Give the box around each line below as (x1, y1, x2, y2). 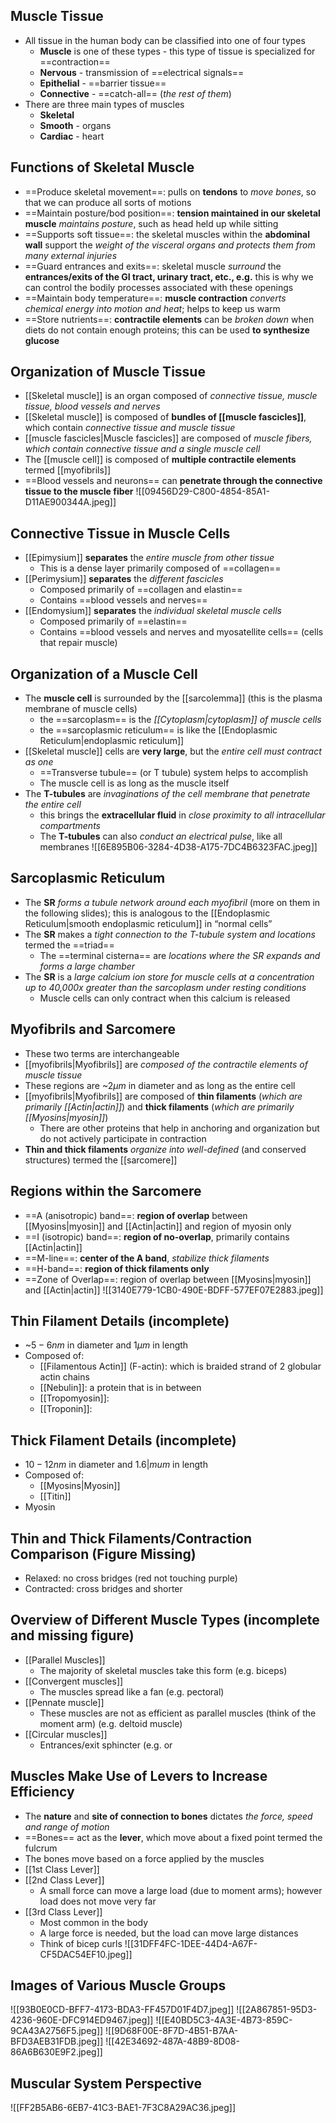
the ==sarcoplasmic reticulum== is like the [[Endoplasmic (39, 724, 278, 736)
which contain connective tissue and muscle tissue (24, 422, 236, 434)
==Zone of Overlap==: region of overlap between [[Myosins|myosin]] (24, 1273, 312, 1285)
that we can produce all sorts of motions (24, 196, 192, 208)
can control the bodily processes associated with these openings (24, 281, 294, 293)
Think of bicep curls (39, 1937, 123, 1949)
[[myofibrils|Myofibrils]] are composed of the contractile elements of (24, 1058, 308, 1070)
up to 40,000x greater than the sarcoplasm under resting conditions (24, 981, 307, 993)
